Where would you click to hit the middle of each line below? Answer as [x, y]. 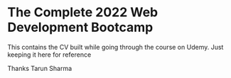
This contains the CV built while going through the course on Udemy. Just [116, 47]
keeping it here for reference [49, 55]
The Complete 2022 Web [83, 12]
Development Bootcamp [80, 27]
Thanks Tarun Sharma [40, 68]
